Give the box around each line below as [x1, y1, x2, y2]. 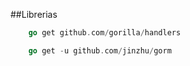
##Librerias [10, 9, 58, 20]
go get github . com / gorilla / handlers [28, 28, 182, 38]
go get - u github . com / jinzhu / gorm [28, 45, 172, 56]
